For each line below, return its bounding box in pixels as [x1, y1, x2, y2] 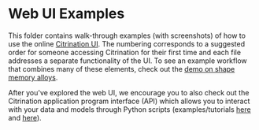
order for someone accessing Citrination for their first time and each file [8, 47, 242, 57]
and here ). [8, 113, 42, 122]
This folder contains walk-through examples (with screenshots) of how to [8, 31, 246, 40]
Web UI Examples [8, 5, 125, 23]
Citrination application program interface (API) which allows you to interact [8, 96, 250, 106]
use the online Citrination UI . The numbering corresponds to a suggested [8, 39, 246, 48]
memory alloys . [8, 72, 58, 82]
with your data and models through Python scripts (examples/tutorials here [8, 104, 251, 114]
